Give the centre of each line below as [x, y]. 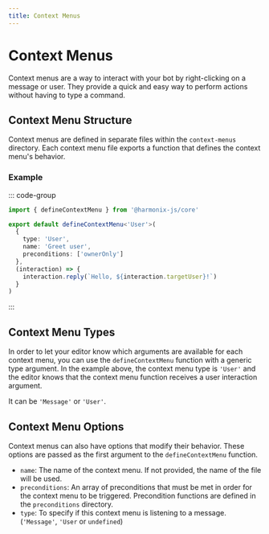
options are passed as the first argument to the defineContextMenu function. [133, 454]
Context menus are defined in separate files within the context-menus [122, 140]
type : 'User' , [46, 239]
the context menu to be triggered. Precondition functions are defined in [138, 495]
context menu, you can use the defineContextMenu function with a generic [130, 360]
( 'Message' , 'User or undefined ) [71, 521]
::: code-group [32, 195]
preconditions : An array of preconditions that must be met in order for [136, 487]
